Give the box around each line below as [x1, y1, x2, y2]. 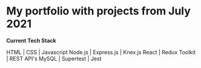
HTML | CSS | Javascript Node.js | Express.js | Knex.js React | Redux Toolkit [6, 48, 196, 55]
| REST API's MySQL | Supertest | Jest [6, 55, 102, 62]
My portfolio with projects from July [6, 4, 191, 18]
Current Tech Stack [6, 37, 56, 44]
